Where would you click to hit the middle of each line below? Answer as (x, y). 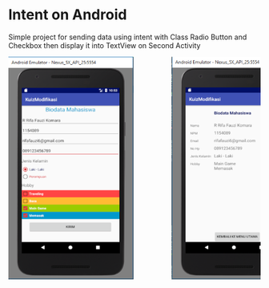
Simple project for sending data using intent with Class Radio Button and (128, 37)
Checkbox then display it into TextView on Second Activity (104, 45)
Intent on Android (68, 15)
